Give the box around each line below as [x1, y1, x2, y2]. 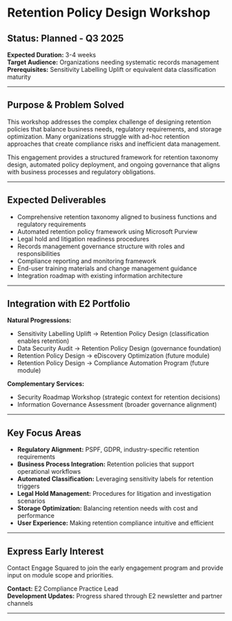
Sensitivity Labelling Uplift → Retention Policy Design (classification [17, 330, 209, 338]
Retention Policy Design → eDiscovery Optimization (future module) [17, 351, 210, 360]
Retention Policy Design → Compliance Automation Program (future [17, 359, 209, 367]
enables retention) [17, 337, 70, 345]
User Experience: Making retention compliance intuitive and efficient [17, 519, 214, 527]
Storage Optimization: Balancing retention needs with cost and [17, 504, 198, 512]
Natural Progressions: [7, 316, 72, 324]
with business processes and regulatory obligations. [7, 167, 156, 176]
